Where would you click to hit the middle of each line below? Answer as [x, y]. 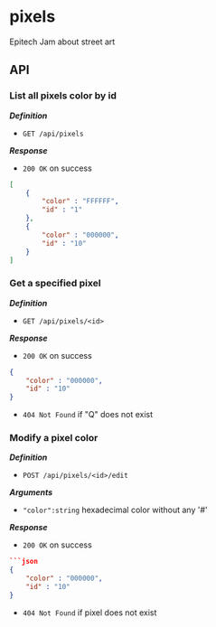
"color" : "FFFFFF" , [80, 201]
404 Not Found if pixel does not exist [89, 613]
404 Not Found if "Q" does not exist [88, 415]
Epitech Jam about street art [62, 42]
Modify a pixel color [54, 438]
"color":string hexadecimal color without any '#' [115, 510]
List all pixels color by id [63, 96]
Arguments [31, 492]
